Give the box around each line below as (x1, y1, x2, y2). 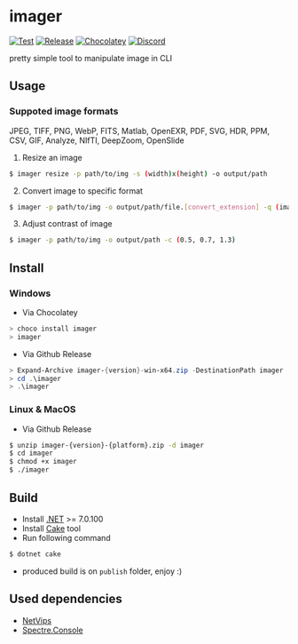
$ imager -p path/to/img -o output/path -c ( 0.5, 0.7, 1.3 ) (9, 235, 237, 245)
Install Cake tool (21, 522, 82, 534)
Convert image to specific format (21, 185, 144, 196)
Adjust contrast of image (21, 219, 113, 229)
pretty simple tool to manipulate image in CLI (9, 52, 173, 63)
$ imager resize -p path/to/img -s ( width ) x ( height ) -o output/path (9, 169, 268, 179)
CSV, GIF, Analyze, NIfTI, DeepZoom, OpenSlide (9, 135, 184, 146)
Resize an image (21, 152, 82, 163)
